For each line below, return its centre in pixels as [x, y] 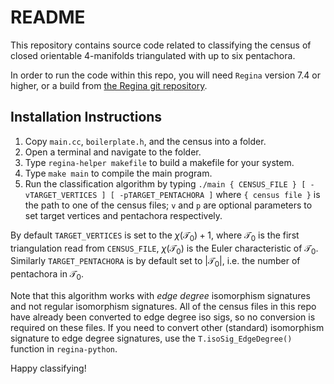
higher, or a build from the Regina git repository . [109, 85]
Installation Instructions [86, 117]
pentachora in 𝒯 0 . [47, 275]
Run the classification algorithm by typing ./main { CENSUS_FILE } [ [165, 183]
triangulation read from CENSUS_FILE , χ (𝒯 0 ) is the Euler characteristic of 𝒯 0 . [164, 249]
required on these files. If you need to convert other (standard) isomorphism [167, 327]
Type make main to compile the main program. [118, 173]
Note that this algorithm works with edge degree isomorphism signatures [160, 295]
